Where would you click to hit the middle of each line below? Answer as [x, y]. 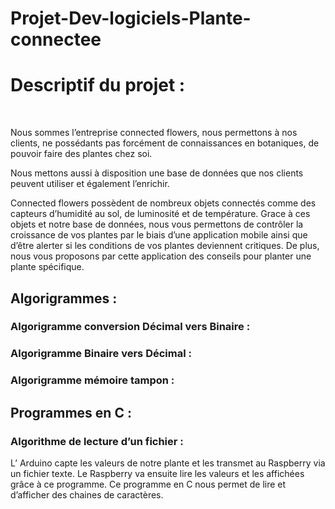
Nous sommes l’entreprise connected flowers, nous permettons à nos [154, 133]
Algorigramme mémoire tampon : [92, 380]
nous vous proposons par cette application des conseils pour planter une [161, 256]
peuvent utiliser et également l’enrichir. [90, 184]
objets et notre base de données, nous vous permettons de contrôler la [157, 224]
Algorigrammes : [64, 298]
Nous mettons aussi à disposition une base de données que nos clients [157, 173]
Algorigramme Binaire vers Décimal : [101, 354]
